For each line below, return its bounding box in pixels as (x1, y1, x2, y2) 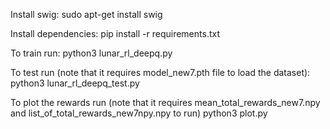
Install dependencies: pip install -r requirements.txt (10, 28, 220, 39)
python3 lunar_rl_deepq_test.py (10, 77, 140, 89)
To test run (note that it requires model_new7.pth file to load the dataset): (10, 67, 311, 78)
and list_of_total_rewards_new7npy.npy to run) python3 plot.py (10, 107, 268, 119)
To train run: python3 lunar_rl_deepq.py (10, 47, 173, 59)
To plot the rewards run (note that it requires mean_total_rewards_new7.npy (10, 97, 321, 108)
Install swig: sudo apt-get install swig (10, 9, 163, 20)
